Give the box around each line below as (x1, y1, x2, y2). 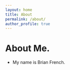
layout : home (5, 7, 32, 12)
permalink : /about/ (5, 16, 46, 21)
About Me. (5, 43, 50, 54)
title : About (5, 12, 32, 17)
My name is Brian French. (12, 59, 65, 65)
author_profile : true (5, 21, 50, 26)
